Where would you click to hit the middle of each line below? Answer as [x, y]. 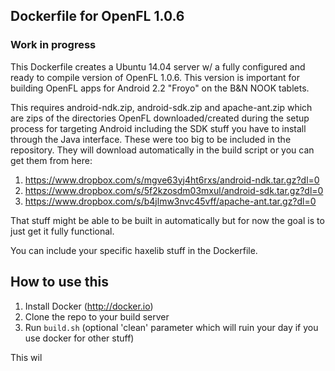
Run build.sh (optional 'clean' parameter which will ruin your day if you [171, 327]
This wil [26, 357]
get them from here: [51, 160]
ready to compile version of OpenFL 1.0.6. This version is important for [155, 77]
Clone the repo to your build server [97, 316]
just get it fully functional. [62, 231]
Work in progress [53, 45]
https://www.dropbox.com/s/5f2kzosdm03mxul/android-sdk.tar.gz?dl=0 [174, 190]
